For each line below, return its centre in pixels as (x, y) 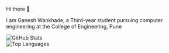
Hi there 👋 (18, 9)
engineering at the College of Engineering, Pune (64, 27)
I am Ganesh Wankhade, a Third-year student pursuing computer (84, 20)
